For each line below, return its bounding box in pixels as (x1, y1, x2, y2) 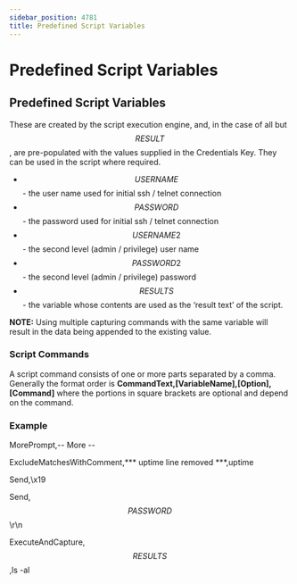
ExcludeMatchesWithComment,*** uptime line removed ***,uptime (9, 457, 254, 468)
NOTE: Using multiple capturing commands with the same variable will (9, 316, 268, 327)
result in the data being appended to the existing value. (9, 326, 212, 337)
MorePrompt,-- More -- (9, 439, 95, 451)
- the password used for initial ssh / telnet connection (21, 215, 219, 226)
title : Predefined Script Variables (9, 21, 145, 30)
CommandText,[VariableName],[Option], (117, 378, 272, 388)
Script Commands (9, 348, 89, 361)
